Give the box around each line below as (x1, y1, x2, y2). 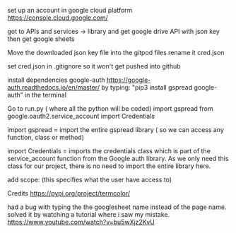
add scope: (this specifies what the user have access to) (7, 176, 172, 184)
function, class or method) (7, 133, 85, 141)
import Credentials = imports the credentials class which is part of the (7, 147, 211, 155)
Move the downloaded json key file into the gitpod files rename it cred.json (7, 49, 225, 56)
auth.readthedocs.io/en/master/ (7, 83, 100, 91)
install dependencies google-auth (7, 76, 105, 84)
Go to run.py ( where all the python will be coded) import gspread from (7, 104, 213, 112)
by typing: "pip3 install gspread (101, 83, 193, 91)
